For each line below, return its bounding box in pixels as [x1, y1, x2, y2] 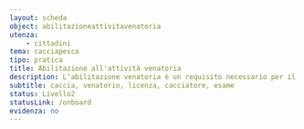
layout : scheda [9, 13, 68, 23]
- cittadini [26, 38, 71, 48]
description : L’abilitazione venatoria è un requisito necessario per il [9, 73, 297, 82]
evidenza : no [9, 106, 59, 115]
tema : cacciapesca [9, 47, 79, 56]
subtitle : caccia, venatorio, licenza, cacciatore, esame [9, 81, 235, 90]
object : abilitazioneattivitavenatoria [9, 22, 162, 31]
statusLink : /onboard [9, 97, 92, 107]
